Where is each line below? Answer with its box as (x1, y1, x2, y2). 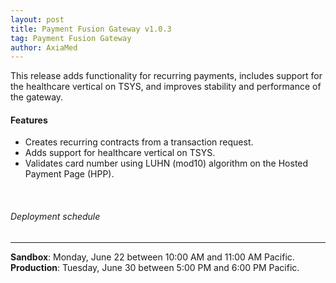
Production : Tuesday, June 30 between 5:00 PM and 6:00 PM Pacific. (10, 261, 300, 273)
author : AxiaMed (10, 42, 78, 53)
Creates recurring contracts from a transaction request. (24, 136, 254, 148)
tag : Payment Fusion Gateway (10, 33, 132, 43)
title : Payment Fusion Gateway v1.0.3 (10, 24, 172, 34)
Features (10, 114, 48, 126)
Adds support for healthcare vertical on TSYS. (24, 147, 216, 159)
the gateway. (10, 91, 64, 103)
